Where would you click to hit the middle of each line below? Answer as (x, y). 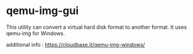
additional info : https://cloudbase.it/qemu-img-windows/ (76, 45)
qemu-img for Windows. (35, 33)
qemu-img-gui (42, 11)
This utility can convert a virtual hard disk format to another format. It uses (97, 27)
